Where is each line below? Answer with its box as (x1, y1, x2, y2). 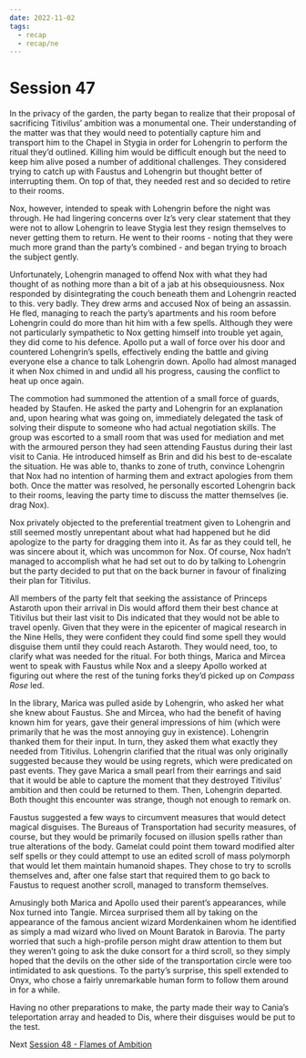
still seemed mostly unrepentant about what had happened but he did (9, 527, 270, 538)
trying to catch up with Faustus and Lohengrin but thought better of (9, 166, 262, 178)
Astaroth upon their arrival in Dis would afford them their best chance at (9, 603, 279, 614)
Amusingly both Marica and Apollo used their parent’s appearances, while (9, 898, 287, 909)
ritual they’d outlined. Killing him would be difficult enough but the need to (9, 147, 287, 158)
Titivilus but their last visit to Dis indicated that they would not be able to (9, 612, 280, 624)
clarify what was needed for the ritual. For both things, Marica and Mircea (9, 651, 286, 662)
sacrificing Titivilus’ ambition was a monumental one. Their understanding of (9, 117, 297, 128)
